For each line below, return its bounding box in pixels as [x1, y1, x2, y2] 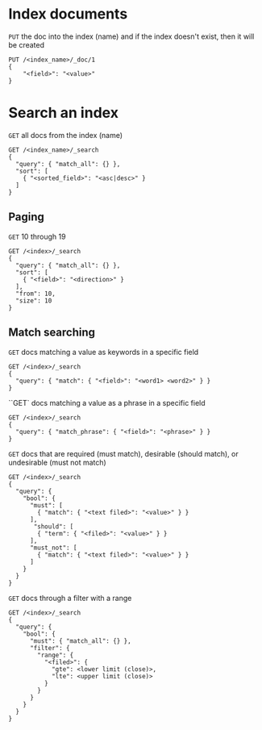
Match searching [8, 326, 95, 340]
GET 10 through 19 [8, 232, 66, 241]
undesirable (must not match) [8, 457, 106, 467]
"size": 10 [15, 296, 52, 305]
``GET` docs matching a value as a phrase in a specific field [8, 398, 206, 407]
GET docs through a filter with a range [8, 593, 132, 603]
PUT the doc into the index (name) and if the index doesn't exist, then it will [8, 31, 255, 41]
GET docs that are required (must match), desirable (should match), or [8, 448, 239, 458]
